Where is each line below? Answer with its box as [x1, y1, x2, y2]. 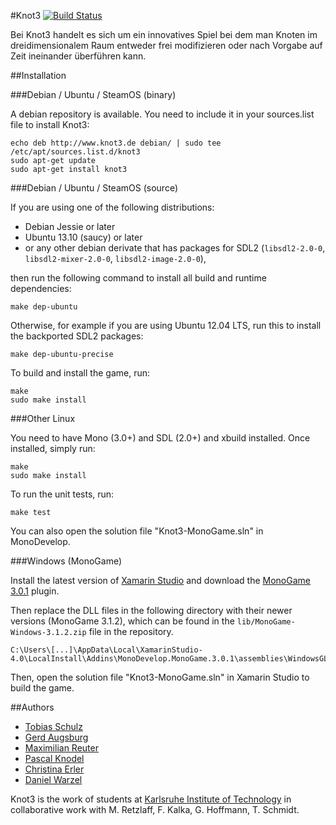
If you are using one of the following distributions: [10, 201, 215, 213]
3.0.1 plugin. [10, 585, 60, 597]
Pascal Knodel [24, 753, 85, 764]
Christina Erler [24, 763, 85, 775]
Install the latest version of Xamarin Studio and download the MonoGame [10, 575, 311, 586]
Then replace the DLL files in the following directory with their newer [10, 605, 293, 616]
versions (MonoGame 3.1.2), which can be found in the [10, 615, 235, 627]
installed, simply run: [10, 443, 96, 454]
